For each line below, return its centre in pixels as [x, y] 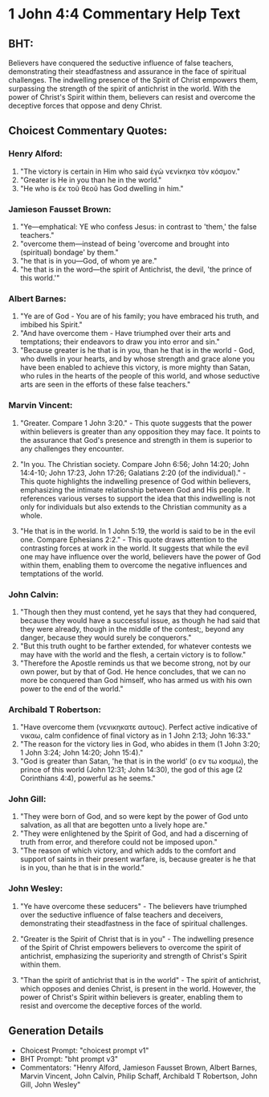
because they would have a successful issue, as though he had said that [140, 620]
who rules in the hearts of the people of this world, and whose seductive [140, 376]
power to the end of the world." [71, 689]
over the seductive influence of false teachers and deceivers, [121, 915]
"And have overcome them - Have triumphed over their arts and [125, 334]
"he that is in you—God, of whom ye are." [88, 260]
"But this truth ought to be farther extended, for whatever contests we [135, 646]
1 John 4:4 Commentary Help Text [124, 14]
